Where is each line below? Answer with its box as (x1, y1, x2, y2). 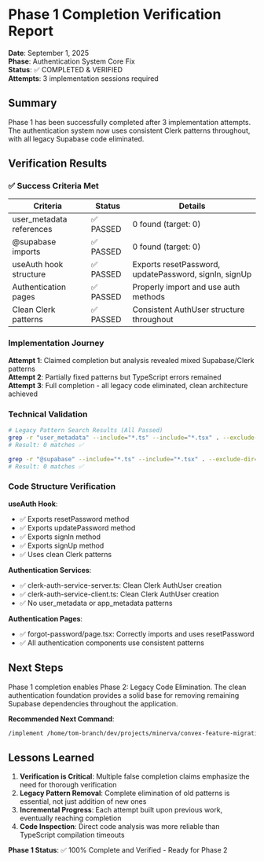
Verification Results (8, 157, 108, 171)
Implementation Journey (8, 338, 104, 349)
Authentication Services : (8, 565, 92, 574)
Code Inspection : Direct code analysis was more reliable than (19, 822, 220, 831)
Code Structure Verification (8, 481, 116, 492)
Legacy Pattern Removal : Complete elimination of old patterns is (19, 788, 230, 798)
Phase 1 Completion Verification (8, 6, 222, 24)
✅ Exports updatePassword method (19, 523, 136, 532)
